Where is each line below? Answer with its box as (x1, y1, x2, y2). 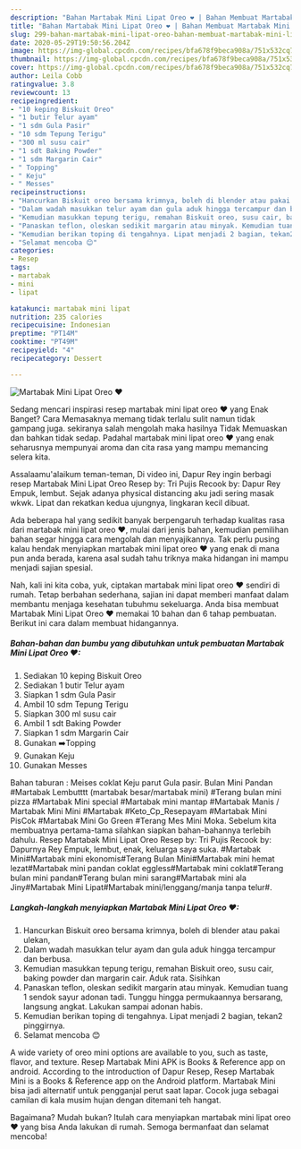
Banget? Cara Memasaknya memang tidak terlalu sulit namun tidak (10, 413, 255, 424)
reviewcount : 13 (10, 88, 71, 97)
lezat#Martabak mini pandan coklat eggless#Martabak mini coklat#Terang (10, 862, 284, 873)
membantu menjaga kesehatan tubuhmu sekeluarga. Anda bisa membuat (10, 598, 280, 609)
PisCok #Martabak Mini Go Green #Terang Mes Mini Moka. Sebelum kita (10, 815, 277, 826)
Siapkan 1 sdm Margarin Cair (22, 727, 129, 738)
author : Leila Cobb (10, 72, 83, 81)
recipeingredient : (10, 96, 79, 106)
